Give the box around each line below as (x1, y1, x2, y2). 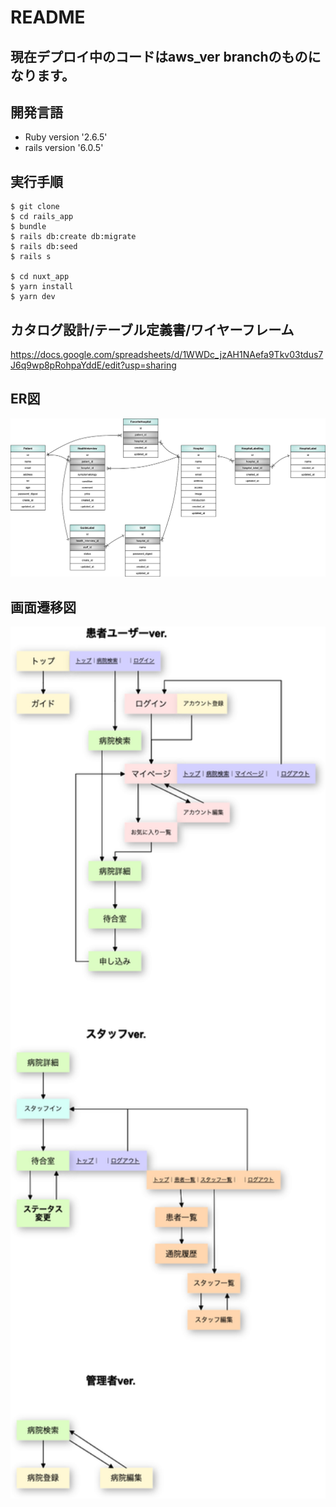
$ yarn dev (10, 292, 56, 302)
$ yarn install (10, 282, 74, 292)
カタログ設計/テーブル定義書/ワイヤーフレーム (10, 321, 295, 338)
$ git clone (10, 202, 60, 212)
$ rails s (10, 252, 52, 262)
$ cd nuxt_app (10, 272, 70, 282)
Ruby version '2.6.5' (24, 131, 108, 143)
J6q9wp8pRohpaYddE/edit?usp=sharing (10, 359, 177, 371)
